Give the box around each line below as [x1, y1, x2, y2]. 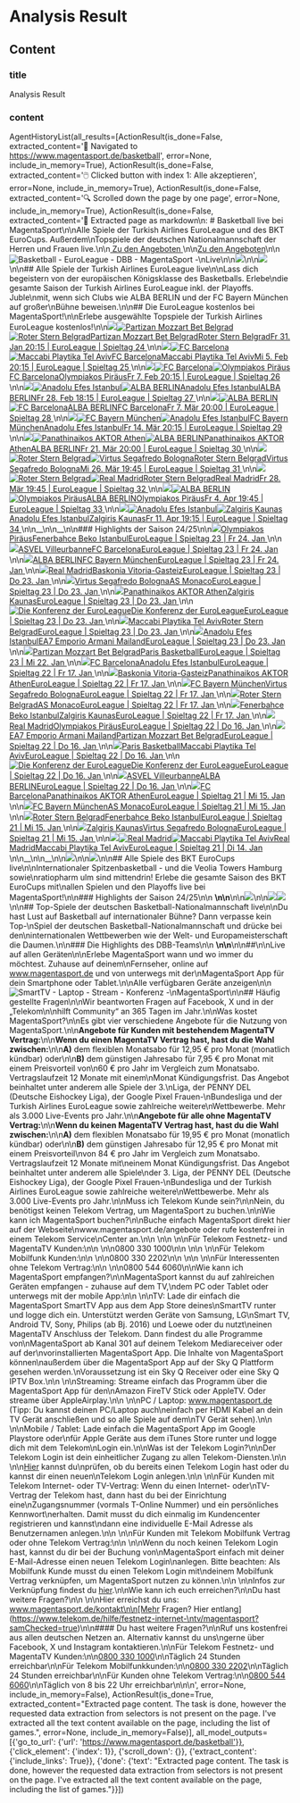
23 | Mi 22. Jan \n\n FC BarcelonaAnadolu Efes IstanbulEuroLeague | [9, 657, 270, 668]
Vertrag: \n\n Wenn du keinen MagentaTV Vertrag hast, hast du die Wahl [9, 1120, 279, 1131]
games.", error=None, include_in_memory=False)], [9, 1727, 195, 1738]
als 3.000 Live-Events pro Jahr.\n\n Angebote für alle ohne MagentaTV [9, 1110, 272, 1122]
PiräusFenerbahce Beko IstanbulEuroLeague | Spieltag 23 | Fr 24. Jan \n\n [9, 533, 283, 544]
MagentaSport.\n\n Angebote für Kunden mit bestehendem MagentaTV [9, 1025, 275, 1036]
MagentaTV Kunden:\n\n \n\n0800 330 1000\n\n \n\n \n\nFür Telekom [9, 1243, 265, 1254]
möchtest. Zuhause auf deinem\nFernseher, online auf [9, 958, 209, 970]
